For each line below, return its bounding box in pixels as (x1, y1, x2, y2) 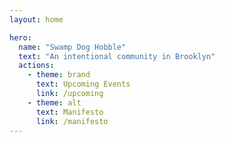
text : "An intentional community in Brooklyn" (18, 51, 216, 61)
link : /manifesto (35, 116, 109, 126)
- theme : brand (27, 70, 91, 80)
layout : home (9, 14, 64, 25)
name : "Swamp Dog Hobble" (18, 42, 127, 52)
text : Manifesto (35, 107, 104, 117)
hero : (9, 32, 32, 43)
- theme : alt (27, 97, 82, 108)
